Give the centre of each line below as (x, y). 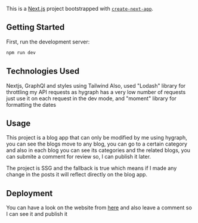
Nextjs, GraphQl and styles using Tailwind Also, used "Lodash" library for (96, 85)
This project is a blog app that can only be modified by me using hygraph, (97, 138)
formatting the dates (31, 104)
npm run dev (21, 52)
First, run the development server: (48, 42)
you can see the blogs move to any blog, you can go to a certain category (97, 144)
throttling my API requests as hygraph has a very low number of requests (96, 92)
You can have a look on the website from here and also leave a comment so (99, 207)
